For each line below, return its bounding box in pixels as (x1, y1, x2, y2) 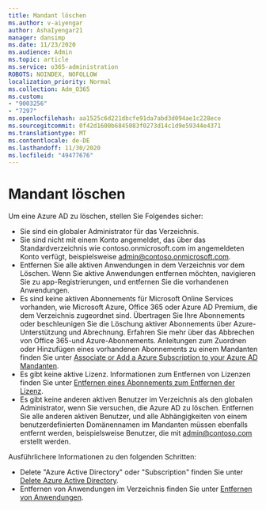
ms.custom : (8, 93, 44, 100)
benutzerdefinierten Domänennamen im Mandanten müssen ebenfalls (19, 420, 248, 429)
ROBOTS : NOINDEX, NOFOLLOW (8, 70, 97, 78)
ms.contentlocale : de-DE (8, 136, 90, 145)
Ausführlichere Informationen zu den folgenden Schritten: (8, 452, 196, 462)
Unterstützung (19, 327, 67, 337)
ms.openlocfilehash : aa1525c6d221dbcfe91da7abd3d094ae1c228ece (8, 115, 222, 123)
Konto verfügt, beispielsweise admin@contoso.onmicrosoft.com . (19, 252, 231, 262)
